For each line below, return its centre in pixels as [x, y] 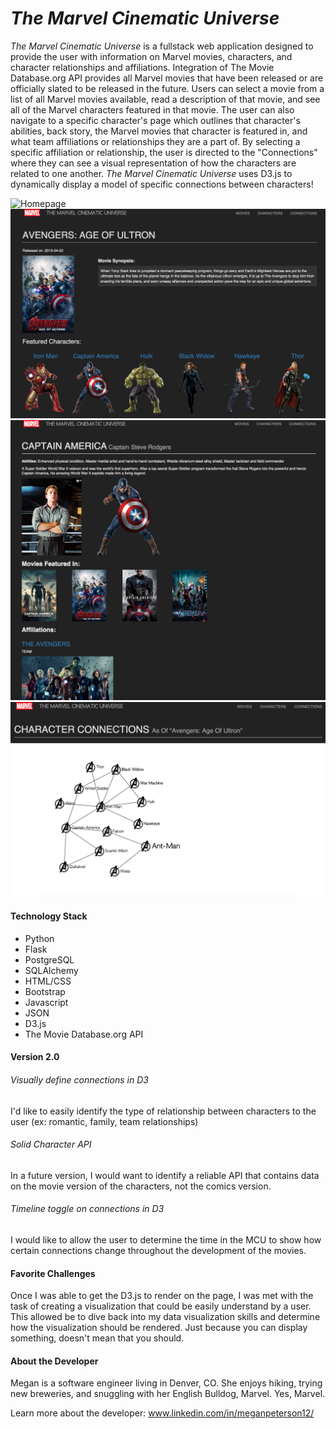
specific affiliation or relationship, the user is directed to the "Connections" [164, 152]
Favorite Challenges [53, 1273]
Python [39, 938]
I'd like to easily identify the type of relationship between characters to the [163, 1111]
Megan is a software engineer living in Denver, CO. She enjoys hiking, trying [166, 1383]
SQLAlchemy [51, 970]
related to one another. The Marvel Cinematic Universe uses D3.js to [151, 173]
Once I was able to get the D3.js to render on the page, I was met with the [162, 1296]
